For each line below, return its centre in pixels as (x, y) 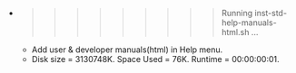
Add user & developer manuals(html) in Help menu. (127, 50)
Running (237, 13)
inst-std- (271, 13)
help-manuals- (249, 23)
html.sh (235, 32)
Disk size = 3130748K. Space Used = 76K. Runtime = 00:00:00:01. (155, 59)
